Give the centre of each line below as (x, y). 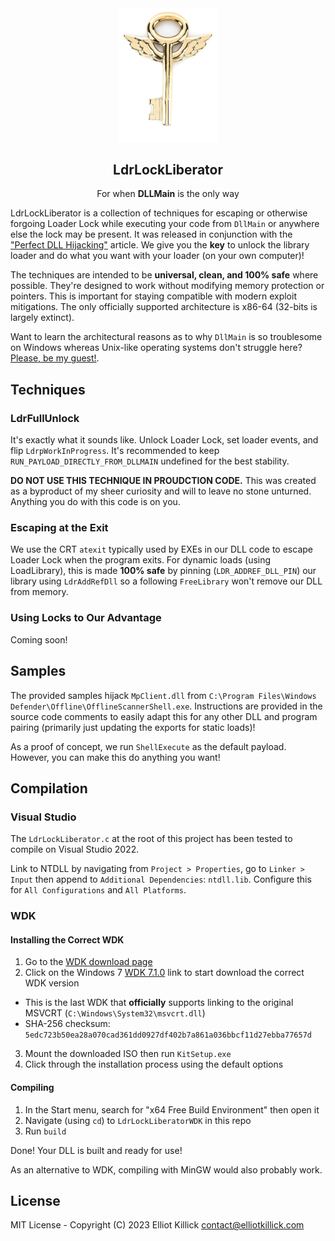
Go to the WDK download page (88, 962)
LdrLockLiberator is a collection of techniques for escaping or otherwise (159, 213)
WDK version (52, 983)
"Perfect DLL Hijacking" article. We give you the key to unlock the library (160, 245)
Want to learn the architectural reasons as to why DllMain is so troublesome (166, 337)
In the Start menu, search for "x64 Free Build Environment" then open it (172, 1109)
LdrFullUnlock (45, 418)
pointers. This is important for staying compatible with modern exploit (153, 296)
